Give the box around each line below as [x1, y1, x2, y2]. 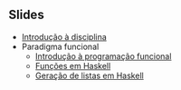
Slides [8, 7, 44, 23]
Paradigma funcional [21, 41, 100, 52]
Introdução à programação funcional [34, 50, 172, 62]
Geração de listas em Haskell [34, 70, 144, 81]
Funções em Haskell [34, 60, 111, 71]
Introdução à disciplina [21, 31, 108, 42]
